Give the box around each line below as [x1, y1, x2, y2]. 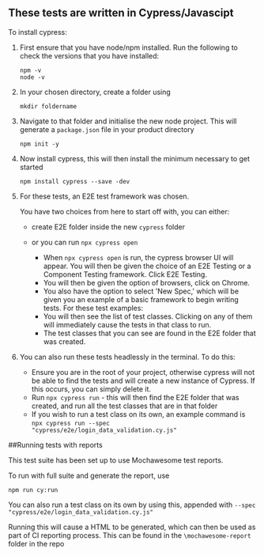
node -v [19, 73, 45, 81]
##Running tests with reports [8, 440, 103, 449]
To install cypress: [8, 27, 67, 36]
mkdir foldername [19, 102, 77, 110]
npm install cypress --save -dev [19, 177, 130, 185]
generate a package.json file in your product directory [19, 124, 195, 134]
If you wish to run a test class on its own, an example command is [31, 409, 246, 418]
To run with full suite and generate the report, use [8, 471, 170, 480]
